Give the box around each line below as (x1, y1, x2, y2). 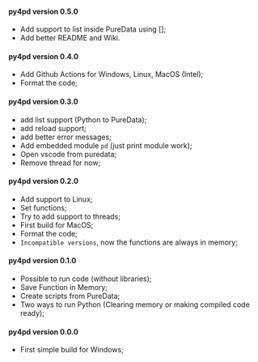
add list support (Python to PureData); (19, 114, 147, 125)
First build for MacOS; (19, 219, 94, 230)
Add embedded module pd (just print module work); (19, 140, 192, 150)
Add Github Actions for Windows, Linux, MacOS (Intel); (19, 70, 204, 79)
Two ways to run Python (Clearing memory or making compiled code (19, 300, 251, 309)
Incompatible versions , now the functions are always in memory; (19, 237, 239, 247)
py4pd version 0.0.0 (8, 326, 78, 336)
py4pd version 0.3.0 (8, 97, 78, 106)
